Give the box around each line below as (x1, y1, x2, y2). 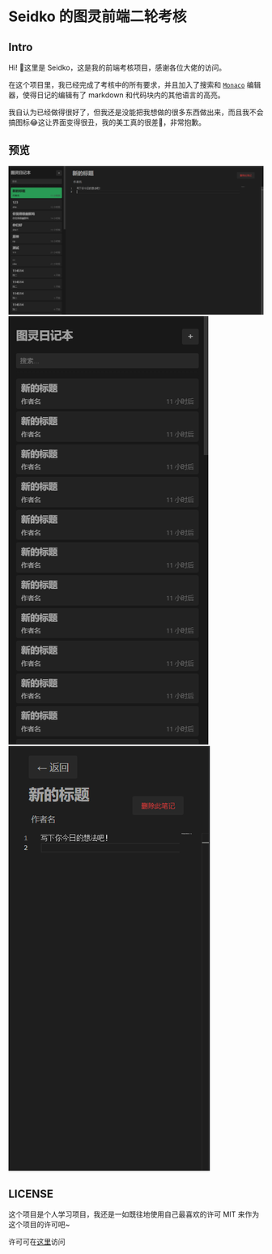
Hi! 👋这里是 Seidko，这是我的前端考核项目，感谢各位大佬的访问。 (8, 62, 227, 72)
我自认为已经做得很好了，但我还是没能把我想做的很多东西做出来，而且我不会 (8, 107, 264, 117)
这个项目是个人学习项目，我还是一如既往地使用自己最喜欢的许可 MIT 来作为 (8, 1209, 260, 1219)
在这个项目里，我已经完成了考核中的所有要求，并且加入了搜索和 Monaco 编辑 (8, 80, 261, 89)
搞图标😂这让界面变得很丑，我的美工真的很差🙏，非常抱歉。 (8, 118, 206, 127)
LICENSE (8, 1187, 54, 1200)
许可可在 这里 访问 (8, 1236, 66, 1246)
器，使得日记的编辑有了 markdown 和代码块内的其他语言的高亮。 (8, 90, 225, 100)
